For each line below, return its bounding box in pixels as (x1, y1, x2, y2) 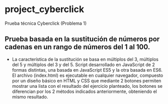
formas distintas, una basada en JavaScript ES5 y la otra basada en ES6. (12, 67, 163, 73)
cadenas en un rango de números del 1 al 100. (5, 43, 150, 51)
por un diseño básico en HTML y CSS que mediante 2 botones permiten (12, 77, 161, 84)
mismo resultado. (12, 93, 48, 99)
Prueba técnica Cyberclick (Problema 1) (5, 20, 87, 26)
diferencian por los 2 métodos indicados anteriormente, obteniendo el (12, 88, 157, 94)
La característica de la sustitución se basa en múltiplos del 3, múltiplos (12, 56, 159, 62)
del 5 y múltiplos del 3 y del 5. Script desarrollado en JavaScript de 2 (12, 62, 155, 68)
